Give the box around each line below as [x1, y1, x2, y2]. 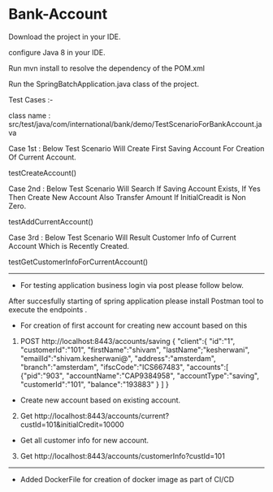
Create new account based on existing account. [19, 395, 181, 405]
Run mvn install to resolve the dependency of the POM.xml [8, 63, 206, 73]
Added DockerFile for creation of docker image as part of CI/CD [19, 474, 235, 484]
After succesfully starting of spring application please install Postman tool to [8, 296, 264, 306]
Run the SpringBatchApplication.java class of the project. [8, 79, 199, 89]
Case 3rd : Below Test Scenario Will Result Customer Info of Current [8, 233, 237, 242]
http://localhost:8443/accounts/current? [33, 411, 169, 420]
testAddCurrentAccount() [8, 216, 93, 226]
